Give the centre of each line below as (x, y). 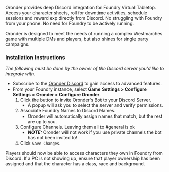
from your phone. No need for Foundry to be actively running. (70, 23)
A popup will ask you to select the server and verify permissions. (95, 105)
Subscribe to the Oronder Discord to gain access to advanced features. (87, 84)
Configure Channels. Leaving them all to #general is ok (78, 127)
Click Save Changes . (40, 143)
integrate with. (20, 74)
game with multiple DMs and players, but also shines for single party (77, 39)
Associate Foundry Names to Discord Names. (68, 111)
